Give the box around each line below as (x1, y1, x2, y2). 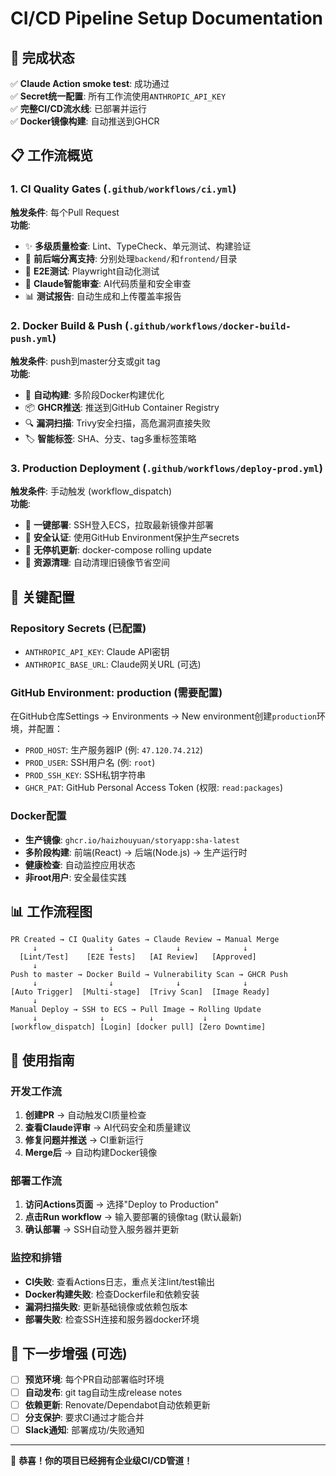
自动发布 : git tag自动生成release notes (24, 1386, 183, 1398)
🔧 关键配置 (10, 588, 75, 606)
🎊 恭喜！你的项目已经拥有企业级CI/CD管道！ (10, 1454, 193, 1466)
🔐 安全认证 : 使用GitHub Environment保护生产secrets (24, 532, 240, 544)
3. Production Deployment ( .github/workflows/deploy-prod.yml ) (10, 461, 323, 475)
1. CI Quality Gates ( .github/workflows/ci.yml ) (10, 182, 237, 196)
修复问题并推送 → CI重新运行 (24, 1134, 145, 1146)
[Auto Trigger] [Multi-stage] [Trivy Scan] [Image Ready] (10, 987, 271, 997)
